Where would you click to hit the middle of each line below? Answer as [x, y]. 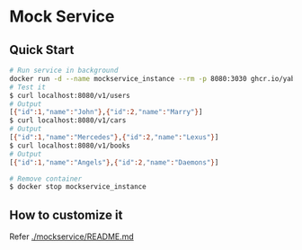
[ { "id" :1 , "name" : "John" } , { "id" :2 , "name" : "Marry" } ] [106, 112]
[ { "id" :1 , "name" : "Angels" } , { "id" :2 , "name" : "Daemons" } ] [114, 162]
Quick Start [42, 50]
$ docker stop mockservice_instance [78, 187]
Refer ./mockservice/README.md [72, 237]
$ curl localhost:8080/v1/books [70, 146]
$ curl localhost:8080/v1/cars [68, 121]
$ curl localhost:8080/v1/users [70, 95]
